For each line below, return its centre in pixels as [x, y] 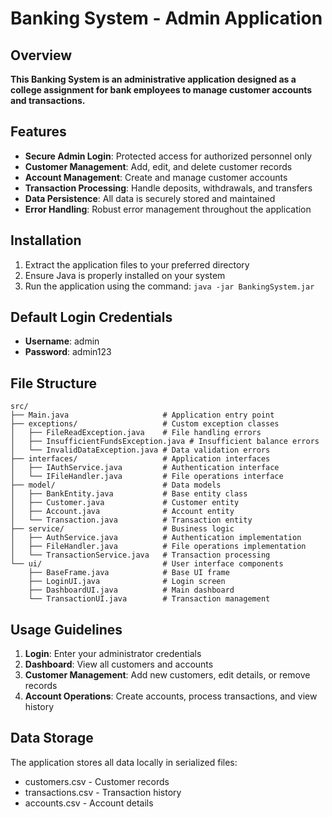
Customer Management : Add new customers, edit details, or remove [167, 675]
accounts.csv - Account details [89, 803]
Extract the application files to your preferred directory [137, 264]
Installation [46, 240]
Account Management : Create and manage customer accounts [156, 177]
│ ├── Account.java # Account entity [122, 512]
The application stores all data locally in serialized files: [124, 762]
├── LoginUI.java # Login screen [127, 582]
